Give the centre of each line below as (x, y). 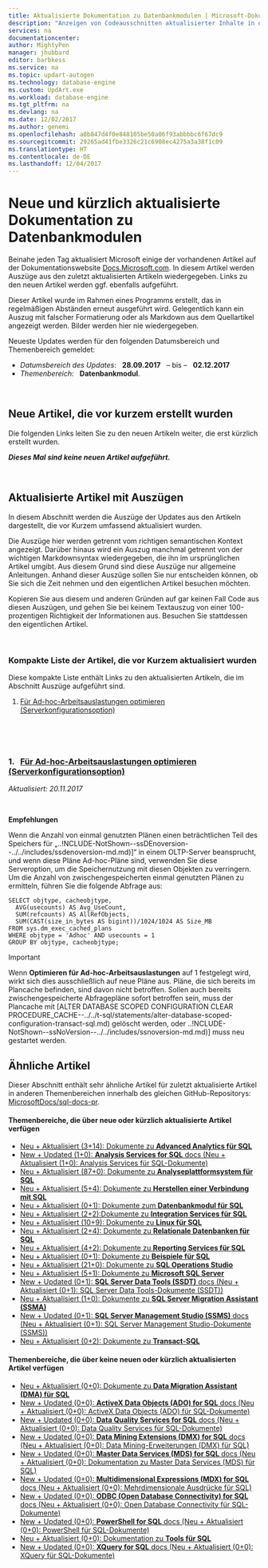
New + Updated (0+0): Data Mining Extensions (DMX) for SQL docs (132, 1436)
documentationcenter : (44, 38)
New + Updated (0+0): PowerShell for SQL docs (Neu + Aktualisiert (131, 1521)
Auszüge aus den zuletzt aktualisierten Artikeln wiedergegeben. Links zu (128, 277)
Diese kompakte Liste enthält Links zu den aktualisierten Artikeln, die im (126, 677)
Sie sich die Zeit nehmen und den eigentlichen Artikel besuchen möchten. (130, 583)
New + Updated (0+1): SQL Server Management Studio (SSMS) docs (134, 1316)
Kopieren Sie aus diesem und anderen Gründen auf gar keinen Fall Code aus (134, 598)
